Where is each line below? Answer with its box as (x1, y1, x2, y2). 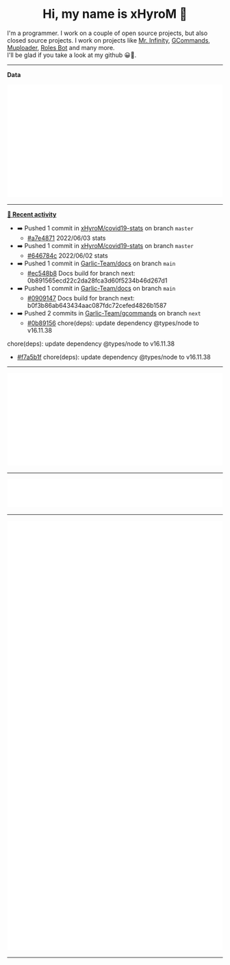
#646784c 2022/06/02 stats (27, 252, 108, 260)
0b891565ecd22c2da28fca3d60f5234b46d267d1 (27, 276, 168, 285)
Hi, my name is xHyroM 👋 (42, 6, 188, 22)
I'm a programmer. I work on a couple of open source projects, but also (7, 29, 208, 37)
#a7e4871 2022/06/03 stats (27, 234, 106, 243)
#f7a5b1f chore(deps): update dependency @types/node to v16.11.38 (16, 353, 211, 362)
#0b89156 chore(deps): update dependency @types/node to (27, 319, 200, 327)
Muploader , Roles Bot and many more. (7, 43, 115, 52)
